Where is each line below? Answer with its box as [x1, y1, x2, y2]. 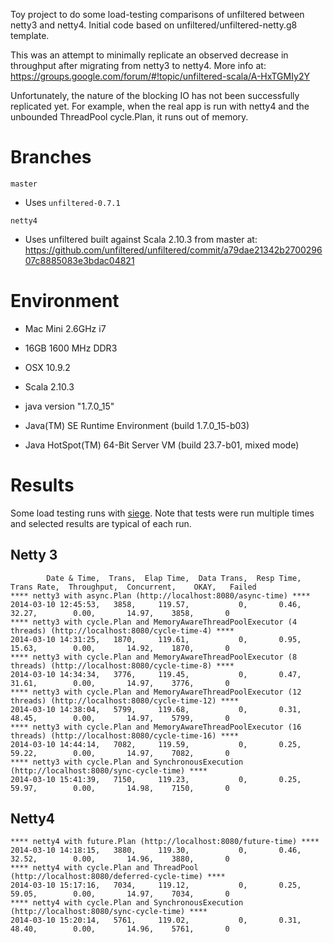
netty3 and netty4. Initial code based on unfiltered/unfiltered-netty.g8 [10, 19, 298, 31]
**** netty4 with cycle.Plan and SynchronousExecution [10, 898, 244, 908]
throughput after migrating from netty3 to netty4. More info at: [10, 60, 267, 71]
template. [10, 30, 50, 41]
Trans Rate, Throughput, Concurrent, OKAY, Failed [10, 582, 257, 592]
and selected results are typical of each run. [10, 517, 192, 529]
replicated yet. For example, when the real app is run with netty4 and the [10, 100, 310, 112]
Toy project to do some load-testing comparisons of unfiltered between [10, 9, 305, 20]
